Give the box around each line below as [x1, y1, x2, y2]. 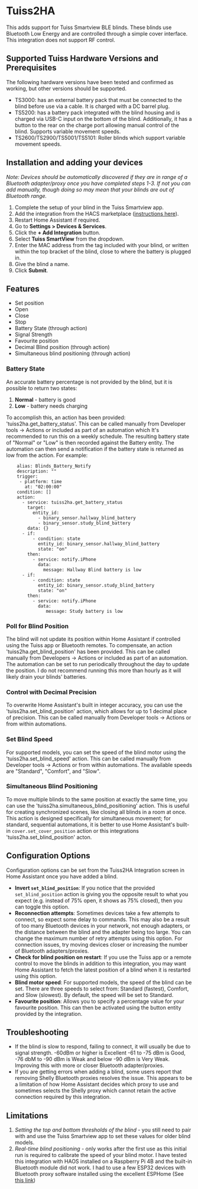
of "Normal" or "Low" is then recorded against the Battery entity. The [6, 439, 174, 446]
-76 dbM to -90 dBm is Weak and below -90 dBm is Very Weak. [14, 1056, 170, 1063]
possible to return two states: [6, 384, 77, 392]
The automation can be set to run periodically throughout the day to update [6, 660, 190, 667]
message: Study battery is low [46, 608, 123, 614]
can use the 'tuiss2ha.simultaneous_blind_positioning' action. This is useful [6, 802, 190, 809]
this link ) [14, 1177, 36, 1184]
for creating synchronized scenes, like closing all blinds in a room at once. [6, 808, 187, 816]
